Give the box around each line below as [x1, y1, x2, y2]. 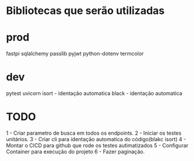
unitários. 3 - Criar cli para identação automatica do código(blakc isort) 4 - [6, 136, 186, 142]
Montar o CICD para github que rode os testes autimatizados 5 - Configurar [6, 142, 189, 149]
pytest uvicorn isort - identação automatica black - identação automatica [6, 90, 183, 97]
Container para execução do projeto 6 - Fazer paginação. [6, 148, 145, 155]
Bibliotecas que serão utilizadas [6, 4, 165, 17]
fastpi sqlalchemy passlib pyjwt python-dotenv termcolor [6, 50, 144, 57]
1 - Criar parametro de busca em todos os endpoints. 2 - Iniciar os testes [6, 129, 182, 136]
